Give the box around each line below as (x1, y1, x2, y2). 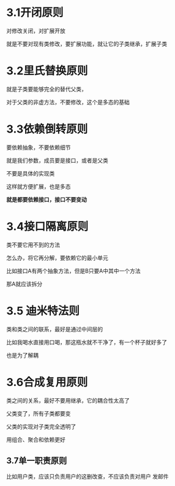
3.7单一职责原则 (6, 455, 67, 466)
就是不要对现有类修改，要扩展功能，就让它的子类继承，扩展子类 (6, 40, 167, 47)
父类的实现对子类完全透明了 (6, 423, 76, 430)
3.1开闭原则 (6, 6, 64, 20)
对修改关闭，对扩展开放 (6, 27, 65, 34)
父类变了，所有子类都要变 (6, 409, 71, 417)
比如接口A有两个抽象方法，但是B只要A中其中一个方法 (6, 267, 141, 274)
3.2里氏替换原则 (6, 64, 88, 78)
